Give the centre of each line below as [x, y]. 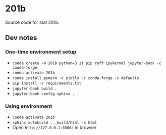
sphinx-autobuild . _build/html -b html [55, 122]
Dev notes [21, 38]
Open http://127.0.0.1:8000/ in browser [54, 127]
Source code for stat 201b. [32, 22]
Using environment [29, 106]
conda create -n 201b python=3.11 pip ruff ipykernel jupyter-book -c [87, 63]
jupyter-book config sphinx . [44, 94]
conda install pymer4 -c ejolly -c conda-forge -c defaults [76, 78]
